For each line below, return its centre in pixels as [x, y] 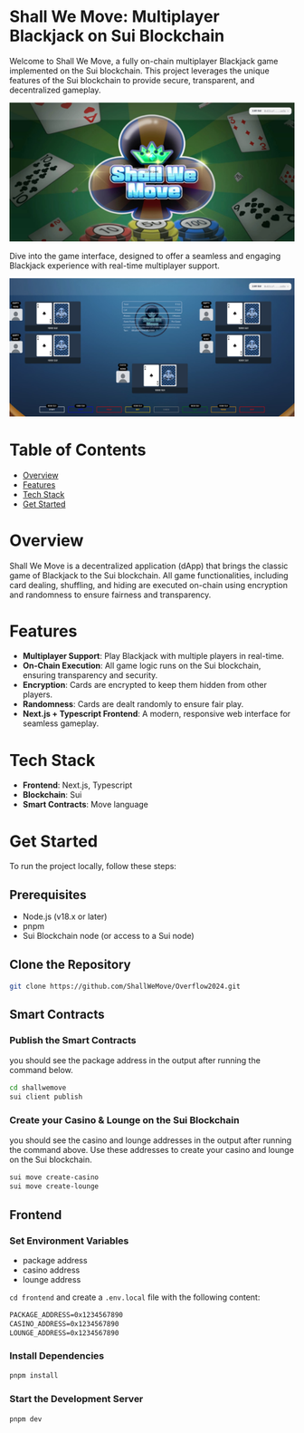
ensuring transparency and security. [90, 675]
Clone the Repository [70, 964]
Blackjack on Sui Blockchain [117, 36]
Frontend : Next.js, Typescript [77, 785]
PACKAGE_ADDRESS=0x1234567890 [66, 1315]
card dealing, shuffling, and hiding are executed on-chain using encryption [148, 585]
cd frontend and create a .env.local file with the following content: [135, 1297]
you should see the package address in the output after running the [135, 1060]
